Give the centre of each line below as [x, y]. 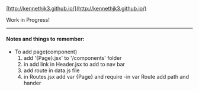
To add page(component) [46, 52]
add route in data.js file [52, 70]
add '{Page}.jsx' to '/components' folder [73, 58]
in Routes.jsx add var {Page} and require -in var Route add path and [106, 77]
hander [32, 83]
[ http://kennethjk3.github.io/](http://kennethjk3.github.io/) [76, 9]
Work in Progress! [28, 20]
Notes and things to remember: [45, 39]
